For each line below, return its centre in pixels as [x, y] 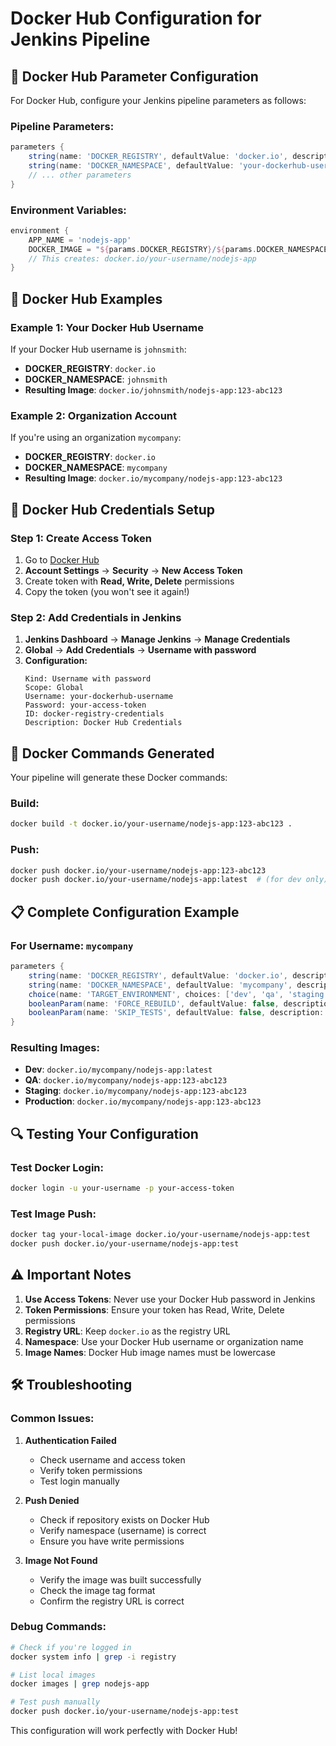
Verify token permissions [91, 1470]
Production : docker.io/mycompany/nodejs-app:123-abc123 [143, 1101]
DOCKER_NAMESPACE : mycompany [96, 468]
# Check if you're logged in [71, 1647]
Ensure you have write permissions [112, 1541]
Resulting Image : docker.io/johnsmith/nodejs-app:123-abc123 [153, 390]
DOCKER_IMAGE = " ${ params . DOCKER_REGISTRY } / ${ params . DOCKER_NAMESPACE [178, 249]
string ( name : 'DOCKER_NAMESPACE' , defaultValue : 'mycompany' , [160, 985]
